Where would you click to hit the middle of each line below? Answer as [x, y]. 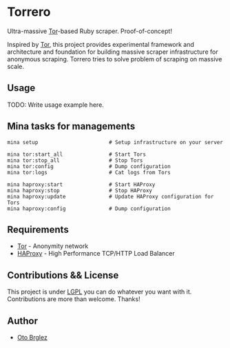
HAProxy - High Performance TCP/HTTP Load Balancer [96, 254]
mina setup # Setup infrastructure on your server [115, 142]
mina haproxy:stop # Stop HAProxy [80, 190]
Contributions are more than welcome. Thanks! [74, 299]
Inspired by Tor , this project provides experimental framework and [101, 44]
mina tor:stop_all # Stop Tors [75, 160]
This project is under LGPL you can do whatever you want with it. [100, 292]
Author [22, 321]
